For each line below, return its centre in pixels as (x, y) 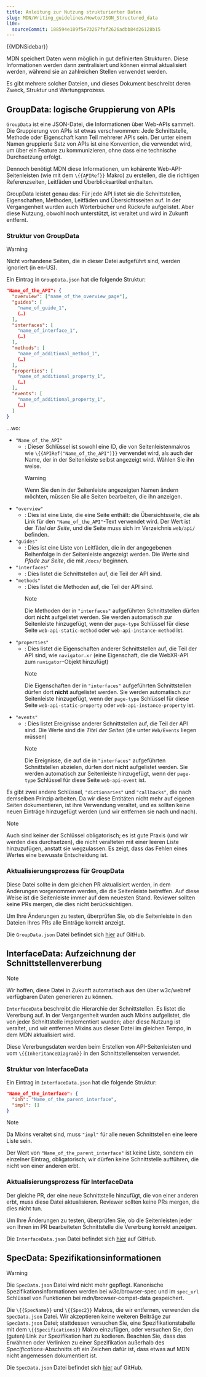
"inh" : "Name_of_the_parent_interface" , (64, 1099)
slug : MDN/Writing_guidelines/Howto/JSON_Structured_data (82, 18)
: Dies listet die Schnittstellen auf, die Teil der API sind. (93, 574)
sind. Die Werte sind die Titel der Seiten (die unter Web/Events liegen (110, 730)
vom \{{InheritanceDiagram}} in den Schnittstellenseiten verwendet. (93, 1053)
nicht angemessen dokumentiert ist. (52, 1355)
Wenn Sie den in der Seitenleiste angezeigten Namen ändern (101, 490)
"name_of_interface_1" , (48, 331)
